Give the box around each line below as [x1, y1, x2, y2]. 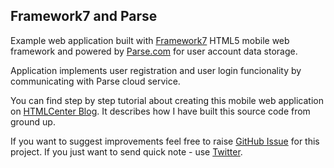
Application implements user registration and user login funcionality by [10, 64, 302, 76]
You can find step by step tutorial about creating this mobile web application [10, 94, 324, 106]
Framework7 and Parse [10, 8, 158, 25]
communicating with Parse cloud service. [10, 75, 181, 87]
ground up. [10, 115, 56, 128]
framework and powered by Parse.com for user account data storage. [10, 45, 298, 57]
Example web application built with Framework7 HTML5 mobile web [10, 34, 290, 46]
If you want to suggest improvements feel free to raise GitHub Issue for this [10, 135, 320, 147]
